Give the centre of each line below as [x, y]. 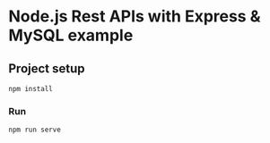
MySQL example [71, 35]
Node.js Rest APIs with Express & [135, 17]
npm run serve [35, 130]
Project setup [47, 68]
